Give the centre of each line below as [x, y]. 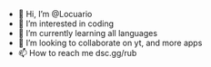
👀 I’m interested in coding [66, 24]
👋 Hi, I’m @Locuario [55, 14]
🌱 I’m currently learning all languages [87, 33]
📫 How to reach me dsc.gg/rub [77, 53]
